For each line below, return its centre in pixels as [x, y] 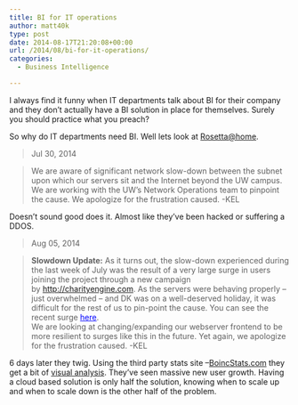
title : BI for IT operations [63, 17]
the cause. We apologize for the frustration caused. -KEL [135, 199]
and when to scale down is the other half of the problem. [113, 391]
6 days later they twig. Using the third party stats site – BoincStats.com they [147, 362]
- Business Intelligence [63, 68]
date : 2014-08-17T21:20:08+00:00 [71, 42]
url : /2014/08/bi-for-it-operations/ [79, 51]
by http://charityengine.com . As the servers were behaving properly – [158, 288]
